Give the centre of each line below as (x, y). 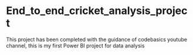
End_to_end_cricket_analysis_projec (97, 11)
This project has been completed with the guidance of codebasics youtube (97, 39)
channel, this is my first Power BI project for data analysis (75, 46)
